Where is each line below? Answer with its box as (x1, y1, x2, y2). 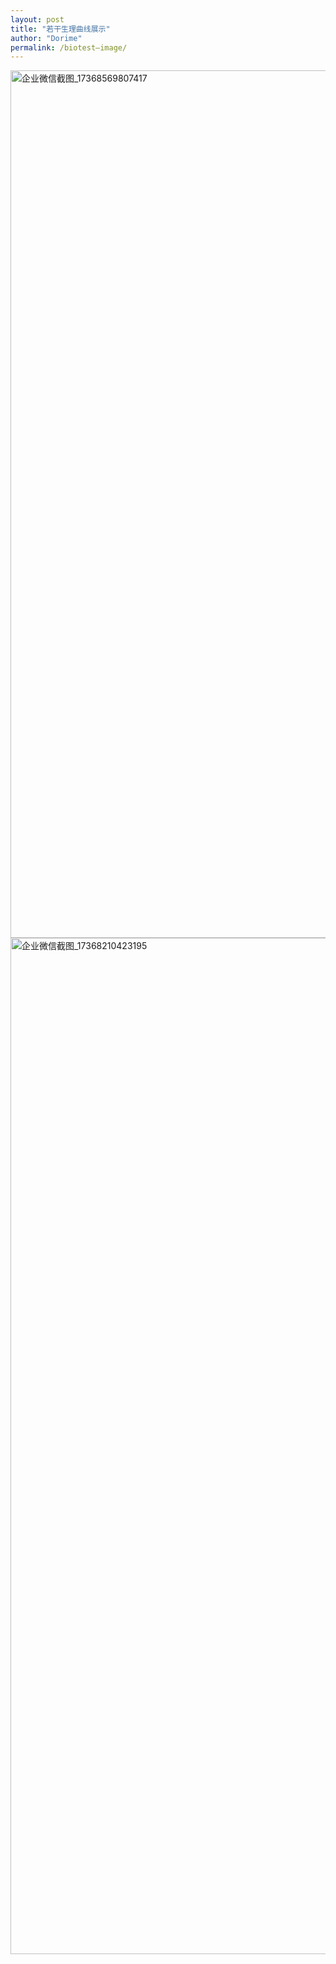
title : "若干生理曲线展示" (10, 24, 111, 34)
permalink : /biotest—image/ (10, 42, 128, 53)
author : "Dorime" (10, 33, 83, 43)
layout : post (10, 14, 65, 25)
